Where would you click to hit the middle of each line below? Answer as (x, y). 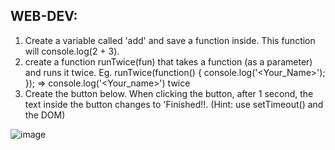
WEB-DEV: (44, 16)
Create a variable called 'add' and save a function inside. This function (170, 40)
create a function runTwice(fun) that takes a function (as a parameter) (168, 61)
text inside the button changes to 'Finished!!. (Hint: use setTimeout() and (174, 104)
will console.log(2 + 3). (72, 51)
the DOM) (45, 115)
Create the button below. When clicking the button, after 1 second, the (169, 93)
